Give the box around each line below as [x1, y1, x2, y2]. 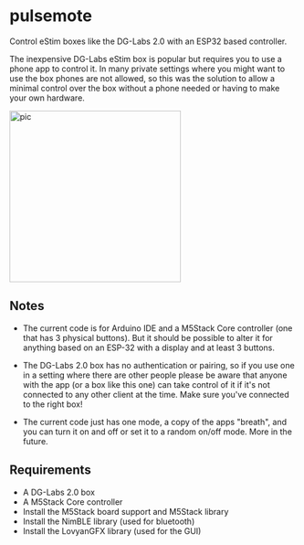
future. [22, 435, 48, 446]
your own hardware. [9, 92, 85, 103]
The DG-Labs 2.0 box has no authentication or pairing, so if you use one [22, 359, 295, 370]
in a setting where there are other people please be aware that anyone [22, 369, 288, 380]
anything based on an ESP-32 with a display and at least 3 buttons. [22, 342, 276, 353]
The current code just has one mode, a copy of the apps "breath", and [22, 416, 288, 427]
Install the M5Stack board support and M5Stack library [22, 506, 229, 517]
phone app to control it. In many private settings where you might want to [9, 63, 286, 74]
